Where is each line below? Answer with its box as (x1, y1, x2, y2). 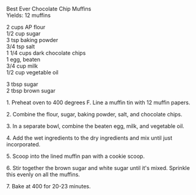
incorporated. (6, 141, 41, 148)
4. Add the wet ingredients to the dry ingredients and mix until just (6, 134, 173, 141)
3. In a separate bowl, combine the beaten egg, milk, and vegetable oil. (6, 122, 184, 130)
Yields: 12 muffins (6, 12, 51, 19)
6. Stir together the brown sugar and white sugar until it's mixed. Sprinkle (6, 165, 191, 171)
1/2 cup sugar (6, 30, 41, 37)
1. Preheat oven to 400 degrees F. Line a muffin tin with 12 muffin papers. (6, 99, 191, 106)
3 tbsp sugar (6, 80, 38, 88)
